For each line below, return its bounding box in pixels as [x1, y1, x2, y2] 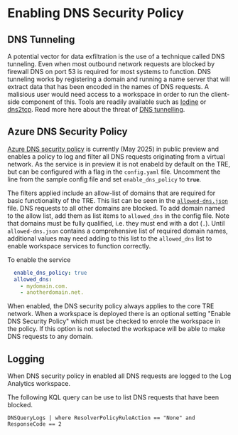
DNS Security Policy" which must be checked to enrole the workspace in [7, 317, 221, 325]
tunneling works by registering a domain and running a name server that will [7, 75, 230, 83]
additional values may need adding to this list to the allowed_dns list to [7, 234, 212, 243]
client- [210, 90, 230, 98]
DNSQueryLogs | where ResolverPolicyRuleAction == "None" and [7, 414, 195, 421]
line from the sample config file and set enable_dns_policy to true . [7, 174, 202, 183]
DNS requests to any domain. [7, 332, 94, 341]
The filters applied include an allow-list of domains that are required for [7, 189, 216, 197]
